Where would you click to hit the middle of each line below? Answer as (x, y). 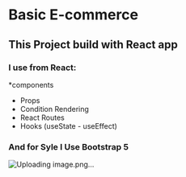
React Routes (42, 117)
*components (31, 84)
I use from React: (42, 68)
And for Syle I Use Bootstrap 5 (69, 146)
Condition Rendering (54, 109)
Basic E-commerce (74, 15)
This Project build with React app (93, 45)
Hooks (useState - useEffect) (68, 126)
